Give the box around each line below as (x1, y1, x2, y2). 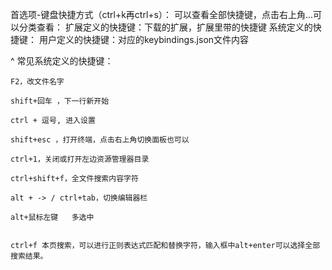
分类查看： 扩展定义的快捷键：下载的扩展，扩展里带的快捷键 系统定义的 (18, 21, 313, 33)
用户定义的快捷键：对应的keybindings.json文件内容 (38, 34, 250, 45)
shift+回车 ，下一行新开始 (10, 96, 110, 106)
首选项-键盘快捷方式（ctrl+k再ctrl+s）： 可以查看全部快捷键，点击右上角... (10, 9, 313, 20)
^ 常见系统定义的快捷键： (10, 55, 114, 67)
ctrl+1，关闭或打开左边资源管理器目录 (10, 154, 150, 164)
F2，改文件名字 (10, 77, 65, 87)
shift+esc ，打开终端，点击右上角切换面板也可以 (10, 135, 190, 145)
